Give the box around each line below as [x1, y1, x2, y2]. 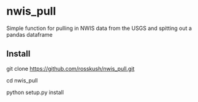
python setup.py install [6, 89, 64, 96]
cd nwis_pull [6, 76, 38, 84]
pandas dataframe [6, 31, 53, 38]
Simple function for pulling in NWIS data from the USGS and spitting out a [6, 24, 192, 32]
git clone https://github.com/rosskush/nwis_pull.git [6, 65, 135, 72]
